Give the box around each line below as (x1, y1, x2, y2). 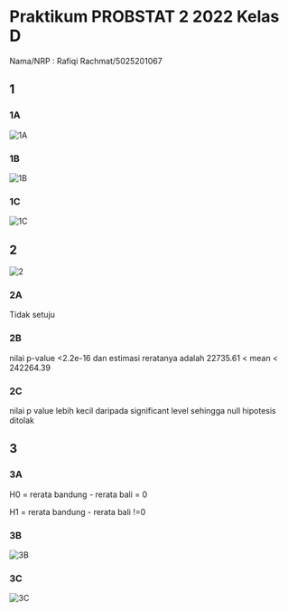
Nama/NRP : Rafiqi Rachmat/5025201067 (9, 55, 163, 66)
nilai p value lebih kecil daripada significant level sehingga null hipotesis (9, 405, 277, 416)
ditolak (9, 415, 34, 426)
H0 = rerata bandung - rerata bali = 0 (9, 489, 148, 500)
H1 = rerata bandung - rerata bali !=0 (9, 506, 146, 517)
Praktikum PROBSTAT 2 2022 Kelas (9, 6, 280, 27)
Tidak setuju (9, 310, 56, 320)
